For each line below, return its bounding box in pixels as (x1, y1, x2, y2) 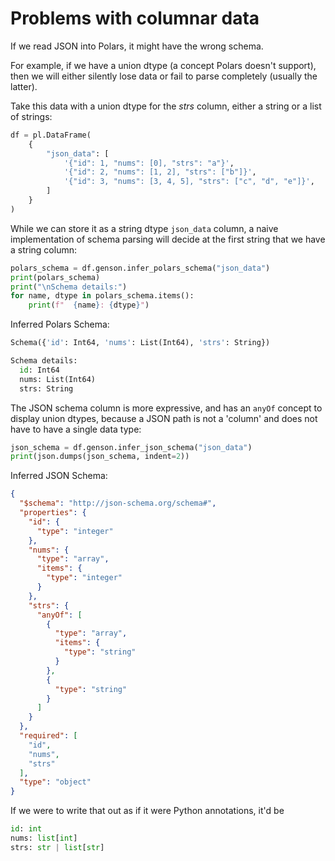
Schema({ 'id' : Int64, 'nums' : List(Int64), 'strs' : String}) (10, 338, 271, 348)
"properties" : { (19, 508, 87, 518)
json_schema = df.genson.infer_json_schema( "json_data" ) (10, 442, 253, 452)
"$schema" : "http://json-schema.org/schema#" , (19, 498, 217, 509)
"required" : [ (19, 731, 78, 741)
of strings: (10, 110, 53, 122)
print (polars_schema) (10, 272, 101, 282)
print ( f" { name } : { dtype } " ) (28, 300, 150, 311)
